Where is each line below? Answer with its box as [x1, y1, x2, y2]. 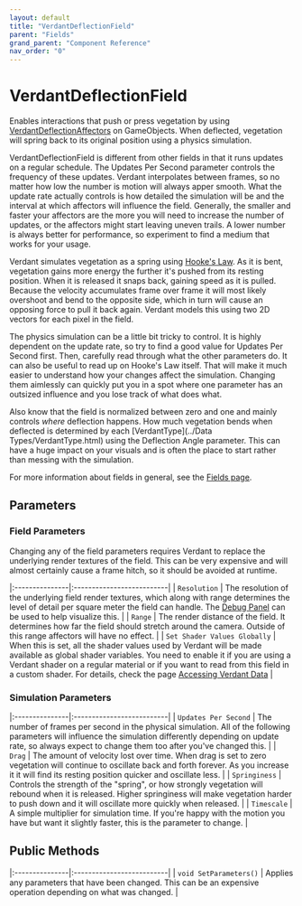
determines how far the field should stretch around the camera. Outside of [9, 621, 286, 631]
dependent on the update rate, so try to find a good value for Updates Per [9, 341, 284, 352]
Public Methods [9, 844, 100, 859]
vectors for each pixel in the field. [9, 313, 134, 325]
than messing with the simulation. [9, 454, 134, 465]
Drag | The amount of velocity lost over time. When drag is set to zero [9, 751, 267, 761]
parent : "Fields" [9, 30, 75, 39]
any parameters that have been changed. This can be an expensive [9, 877, 260, 888]
